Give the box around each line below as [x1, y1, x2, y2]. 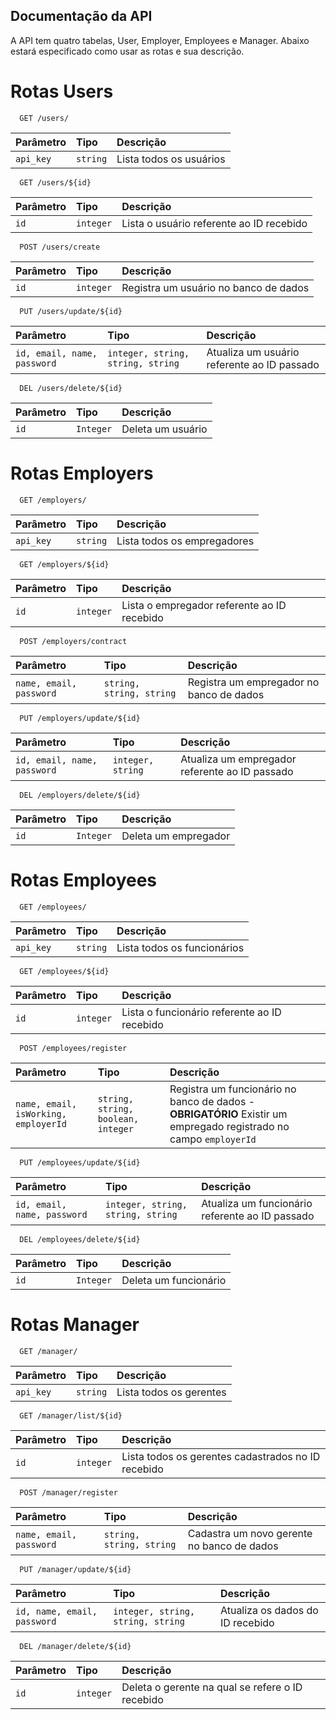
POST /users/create [19, 242, 101, 252]
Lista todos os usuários [116, 152, 226, 166]
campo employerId [169, 1132, 257, 1146]
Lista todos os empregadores [116, 534, 255, 548]
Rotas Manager [10, 1313, 140, 1336]
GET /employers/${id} [19, 559, 110, 569]
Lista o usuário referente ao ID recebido [121, 216, 308, 230]
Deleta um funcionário [121, 1273, 227, 1287]
